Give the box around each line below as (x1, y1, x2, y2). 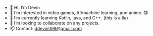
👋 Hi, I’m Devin (9, 5, 40, 10)
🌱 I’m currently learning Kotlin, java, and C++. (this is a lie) (9, 15, 128, 20)
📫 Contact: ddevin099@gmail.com (9, 26, 82, 31)
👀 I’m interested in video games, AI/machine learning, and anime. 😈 (9, 10, 149, 16)
